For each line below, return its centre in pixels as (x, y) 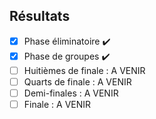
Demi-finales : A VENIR (71, 93)
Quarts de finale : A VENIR (77, 81)
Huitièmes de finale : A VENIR (84, 70)
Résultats (40, 16)
